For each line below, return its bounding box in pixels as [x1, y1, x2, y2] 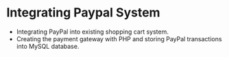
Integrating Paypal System [6, 5, 160, 21]
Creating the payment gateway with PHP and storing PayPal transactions [16, 34, 222, 43]
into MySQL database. [16, 42, 80, 50]
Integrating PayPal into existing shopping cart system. [16, 27, 169, 36]
